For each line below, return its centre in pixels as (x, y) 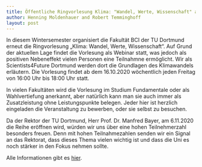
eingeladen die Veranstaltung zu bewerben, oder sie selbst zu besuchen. (97, 109)
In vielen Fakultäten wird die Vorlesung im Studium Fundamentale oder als (98, 90)
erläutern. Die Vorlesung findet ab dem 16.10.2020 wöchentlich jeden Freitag (101, 72)
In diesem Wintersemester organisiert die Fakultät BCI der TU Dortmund (95, 40)
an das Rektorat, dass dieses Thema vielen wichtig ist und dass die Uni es (98, 140)
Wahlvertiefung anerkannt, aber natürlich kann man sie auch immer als (94, 96)
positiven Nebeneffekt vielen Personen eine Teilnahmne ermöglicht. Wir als (99, 59)
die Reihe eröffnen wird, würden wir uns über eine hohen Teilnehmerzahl (96, 127)
